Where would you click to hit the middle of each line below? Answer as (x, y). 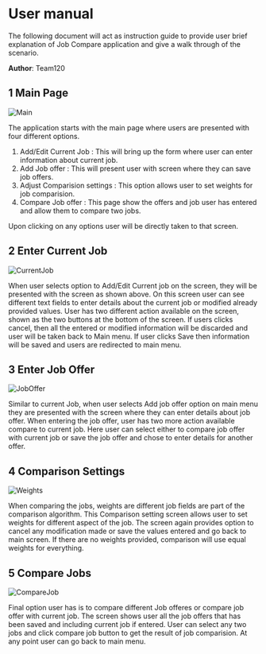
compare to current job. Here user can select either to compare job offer (127, 429)
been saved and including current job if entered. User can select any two (127, 624)
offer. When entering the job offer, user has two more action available (122, 421)
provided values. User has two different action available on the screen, (124, 311)
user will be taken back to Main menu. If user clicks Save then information (129, 336)
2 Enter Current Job (58, 251)
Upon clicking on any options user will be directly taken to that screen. (123, 226)
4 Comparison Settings (67, 471)
